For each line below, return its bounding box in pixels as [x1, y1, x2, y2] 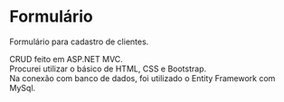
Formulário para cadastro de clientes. [9, 36, 149, 47]
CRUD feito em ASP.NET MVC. [9, 53, 124, 64]
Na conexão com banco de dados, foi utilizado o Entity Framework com [9, 72, 276, 83]
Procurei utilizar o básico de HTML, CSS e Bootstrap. [9, 63, 206, 74]
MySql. [9, 82, 36, 93]
